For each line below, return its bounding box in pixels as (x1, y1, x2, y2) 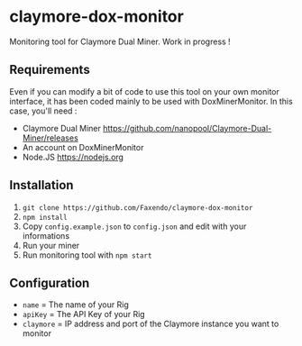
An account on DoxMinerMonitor (22, 141, 144, 152)
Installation (9, 178, 74, 193)
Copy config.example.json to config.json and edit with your (22, 221, 247, 232)
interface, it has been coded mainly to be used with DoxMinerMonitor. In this (9, 96, 293, 106)
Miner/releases (22, 132, 78, 143)
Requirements (9, 62, 90, 77)
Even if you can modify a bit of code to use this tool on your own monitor (9, 86, 279, 96)
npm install (22, 213, 68, 222)
